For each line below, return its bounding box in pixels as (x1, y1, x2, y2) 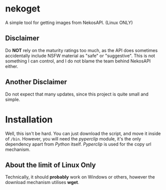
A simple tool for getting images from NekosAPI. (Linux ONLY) (5, 19, 133, 25)
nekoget (5, 3, 40, 14)
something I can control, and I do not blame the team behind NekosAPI (5, 58, 151, 64)
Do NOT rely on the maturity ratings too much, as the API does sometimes (5, 47, 158, 53)
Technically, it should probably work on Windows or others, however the (5, 174, 155, 180)
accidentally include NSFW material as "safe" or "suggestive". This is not (5, 52, 155, 58)
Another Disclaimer (5, 78, 67, 86)
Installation (5, 113, 53, 125)
